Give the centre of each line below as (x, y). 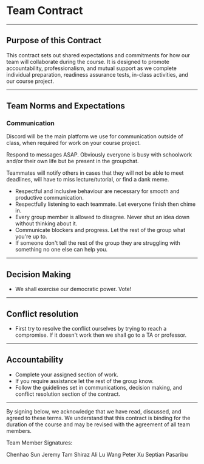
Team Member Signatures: (39, 443)
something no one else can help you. (61, 250)
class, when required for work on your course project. (74, 143)
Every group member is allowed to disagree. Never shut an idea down (102, 217)
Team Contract (45, 11)
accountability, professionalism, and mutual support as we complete (92, 68)
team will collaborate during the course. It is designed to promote (88, 62)
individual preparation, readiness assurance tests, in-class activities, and (97, 74)
